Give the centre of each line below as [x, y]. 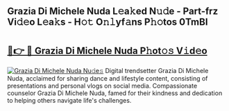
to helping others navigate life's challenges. [69, 100]
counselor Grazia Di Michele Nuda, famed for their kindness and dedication [115, 93]
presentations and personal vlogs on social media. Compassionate [102, 86]
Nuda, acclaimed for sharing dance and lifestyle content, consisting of [108, 78]
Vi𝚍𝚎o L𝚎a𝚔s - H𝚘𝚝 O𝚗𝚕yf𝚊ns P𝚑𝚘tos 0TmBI [108, 22]
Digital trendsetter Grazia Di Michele [157, 71]
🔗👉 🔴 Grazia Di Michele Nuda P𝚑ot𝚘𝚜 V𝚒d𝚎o [107, 51]
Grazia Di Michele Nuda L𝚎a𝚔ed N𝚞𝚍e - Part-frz [113, 11]
